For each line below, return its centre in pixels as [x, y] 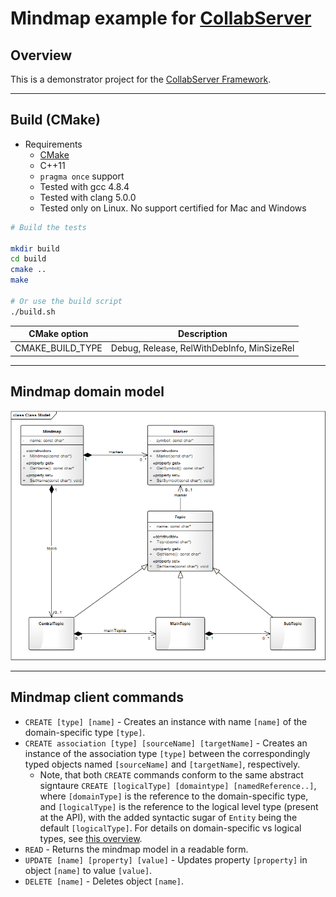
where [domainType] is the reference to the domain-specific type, [174, 796]
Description [202, 334]
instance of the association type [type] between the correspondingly [167, 753]
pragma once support [82, 176]
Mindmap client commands [97, 697]
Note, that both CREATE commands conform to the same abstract [171, 774]
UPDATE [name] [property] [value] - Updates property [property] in [166, 859]
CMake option [58, 334]
